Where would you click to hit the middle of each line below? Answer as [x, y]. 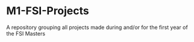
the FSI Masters [26, 33]
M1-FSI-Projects [48, 11]
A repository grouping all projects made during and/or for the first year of [97, 27]
